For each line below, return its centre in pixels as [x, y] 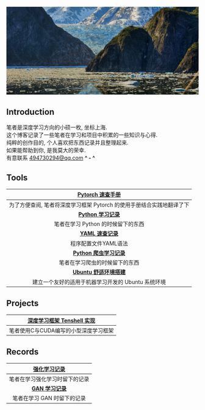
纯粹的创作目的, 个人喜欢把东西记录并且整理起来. [68, 143]
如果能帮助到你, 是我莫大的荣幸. [46, 150]
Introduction [31, 112]
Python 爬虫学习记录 [99, 253]
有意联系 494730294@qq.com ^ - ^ [51, 158]
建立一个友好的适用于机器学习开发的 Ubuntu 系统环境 [99, 282]
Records [23, 352]
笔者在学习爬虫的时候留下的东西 [99, 263]
